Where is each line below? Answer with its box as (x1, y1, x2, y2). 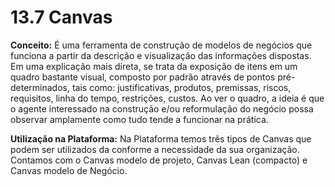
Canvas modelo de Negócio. (10, 164, 128, 176)
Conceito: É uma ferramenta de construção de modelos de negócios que (10, 39, 313, 51)
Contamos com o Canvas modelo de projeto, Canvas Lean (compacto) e (10, 154, 308, 166)
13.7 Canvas (10, 6, 113, 29)
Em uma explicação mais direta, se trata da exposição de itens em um (10, 60, 298, 72)
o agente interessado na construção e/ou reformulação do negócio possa (10, 102, 314, 115)
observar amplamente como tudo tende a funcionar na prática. (10, 113, 269, 125)
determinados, (10, 81, 71, 93)
